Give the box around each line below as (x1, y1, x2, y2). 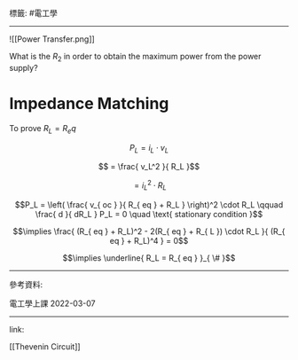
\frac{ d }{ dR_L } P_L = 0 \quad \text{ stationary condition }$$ (35, 208, 263, 219)
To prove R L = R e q (9, 122, 77, 136)
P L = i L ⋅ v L (129, 142, 169, 155)
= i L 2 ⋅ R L (134, 178, 167, 192)
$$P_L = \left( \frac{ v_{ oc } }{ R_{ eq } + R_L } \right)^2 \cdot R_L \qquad (14, 199, 284, 210)
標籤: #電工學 (9, 8, 58, 18)
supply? (9, 62, 38, 73)
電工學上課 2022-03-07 (9, 298, 96, 309)
